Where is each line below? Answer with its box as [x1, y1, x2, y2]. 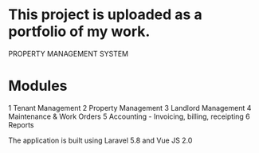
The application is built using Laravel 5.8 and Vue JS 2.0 [8, 135, 193, 145]
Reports [8, 120, 34, 129]
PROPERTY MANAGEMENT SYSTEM [8, 49, 129, 58]
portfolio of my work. [8, 22, 151, 41]
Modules [8, 77, 68, 95]
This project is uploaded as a [8, 6, 202, 24]
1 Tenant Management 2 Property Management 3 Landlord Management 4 [8, 103, 252, 112]
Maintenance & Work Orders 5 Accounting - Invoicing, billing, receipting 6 [8, 112, 251, 121]
